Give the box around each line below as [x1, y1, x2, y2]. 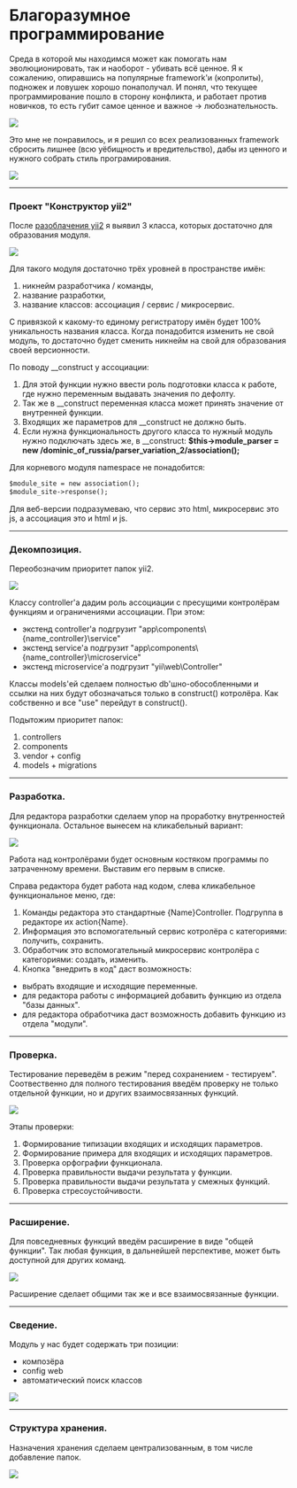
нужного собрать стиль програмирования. [9, 152, 171, 164]
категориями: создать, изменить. [21, 954, 148, 965]
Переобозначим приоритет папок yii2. [9, 563, 155, 574]
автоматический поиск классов [21, 1375, 143, 1386]
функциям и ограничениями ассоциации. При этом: [9, 607, 206, 617]
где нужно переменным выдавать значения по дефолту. [21, 389, 236, 399]
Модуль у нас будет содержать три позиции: [9, 1339, 179, 1350]
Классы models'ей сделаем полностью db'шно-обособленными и [9, 678, 259, 689]
